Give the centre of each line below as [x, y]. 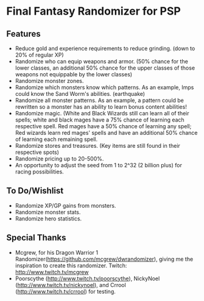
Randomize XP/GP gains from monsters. [65, 205]
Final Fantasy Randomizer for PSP [93, 11]
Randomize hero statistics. [48, 219]
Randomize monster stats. [48, 212]
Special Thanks [36, 238]
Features [23, 34]
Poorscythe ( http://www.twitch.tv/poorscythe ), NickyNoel [87, 278]
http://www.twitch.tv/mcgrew [52, 272]
